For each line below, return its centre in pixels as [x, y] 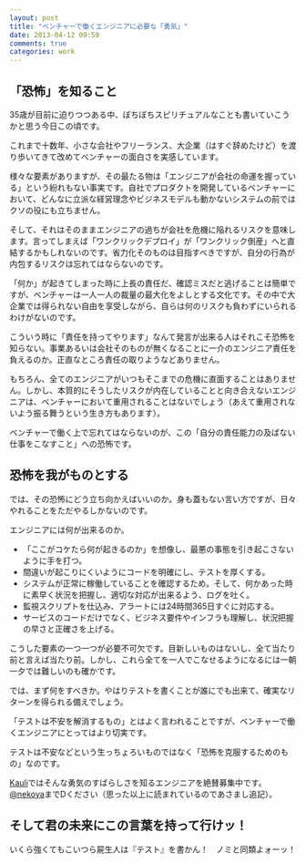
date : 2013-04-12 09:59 [55, 35]
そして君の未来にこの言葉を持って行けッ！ [128, 826]
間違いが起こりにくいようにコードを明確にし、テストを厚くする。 [146, 571]
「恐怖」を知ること [63, 91]
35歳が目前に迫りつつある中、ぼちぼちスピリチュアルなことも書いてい [142, 114]
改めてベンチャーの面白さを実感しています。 [140, 157]
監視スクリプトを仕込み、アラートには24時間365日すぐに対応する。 [151, 606]
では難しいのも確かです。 [73, 671]
